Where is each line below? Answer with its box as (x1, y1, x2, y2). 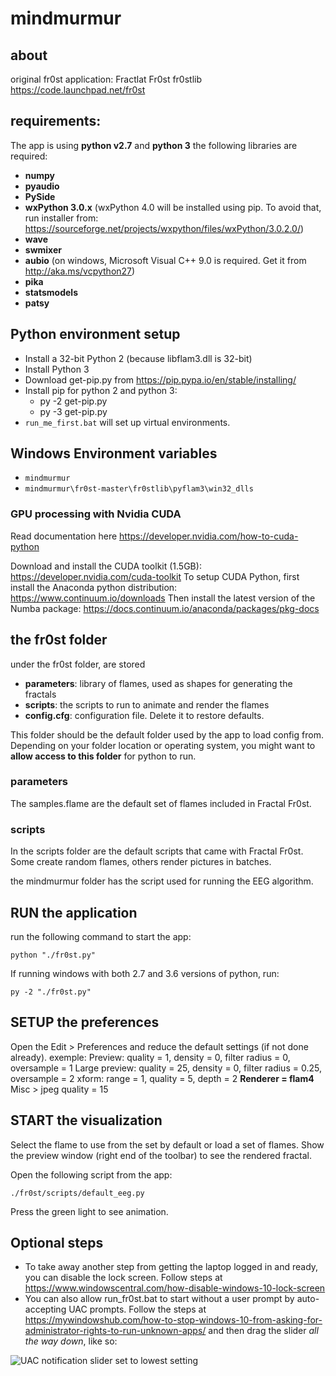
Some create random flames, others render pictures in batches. (10, 856, 272, 868)
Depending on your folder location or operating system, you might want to (10, 739, 316, 751)
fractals (24, 688, 57, 700)
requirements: (10, 113, 102, 130)
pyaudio (24, 180, 60, 192)
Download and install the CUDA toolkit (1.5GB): (10, 560, 202, 572)
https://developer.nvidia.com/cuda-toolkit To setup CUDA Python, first (10, 570, 300, 582)
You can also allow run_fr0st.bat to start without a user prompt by (24, 1293, 295, 1305)
